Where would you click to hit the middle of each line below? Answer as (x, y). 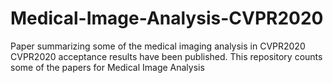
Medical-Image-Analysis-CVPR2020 (167, 18)
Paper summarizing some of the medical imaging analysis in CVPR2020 (158, 46)
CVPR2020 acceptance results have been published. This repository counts (166, 56)
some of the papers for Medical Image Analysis (107, 67)
